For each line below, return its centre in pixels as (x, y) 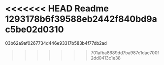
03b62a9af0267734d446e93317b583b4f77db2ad (56, 43)
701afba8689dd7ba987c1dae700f (125, 53)
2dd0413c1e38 (106, 58)
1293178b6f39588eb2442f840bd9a (81, 19)
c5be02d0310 (34, 30)
